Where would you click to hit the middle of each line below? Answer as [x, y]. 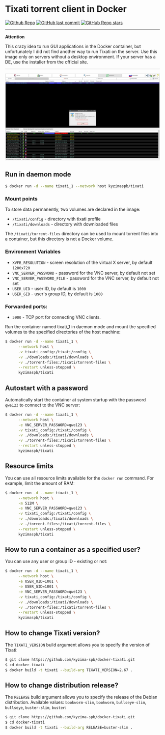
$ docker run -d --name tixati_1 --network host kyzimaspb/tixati [74, 186]
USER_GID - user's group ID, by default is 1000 [57, 294]
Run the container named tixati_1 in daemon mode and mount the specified [81, 327]
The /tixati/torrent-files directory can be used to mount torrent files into [82, 234]
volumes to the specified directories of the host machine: [63, 332]
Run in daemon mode [38, 174]
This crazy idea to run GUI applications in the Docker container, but [73, 46]
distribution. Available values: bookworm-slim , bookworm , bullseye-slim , [76, 702]
